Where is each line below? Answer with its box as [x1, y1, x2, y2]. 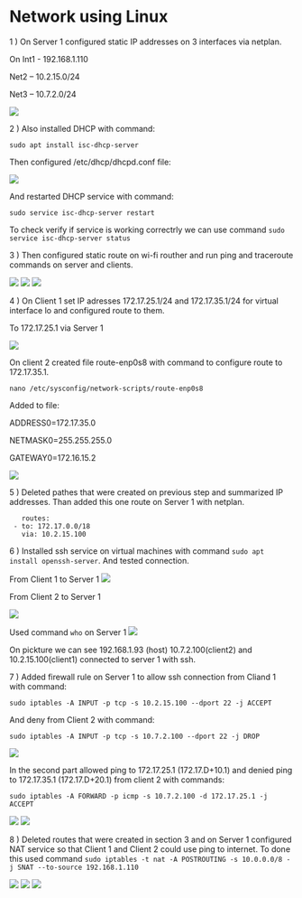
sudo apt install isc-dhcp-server [9, 140, 140, 150]
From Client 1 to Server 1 [9, 574, 100, 585]
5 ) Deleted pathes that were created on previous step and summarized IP [9, 486, 284, 498]
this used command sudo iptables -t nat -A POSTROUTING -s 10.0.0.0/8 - [9, 853, 291, 864]
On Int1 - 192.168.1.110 [9, 53, 88, 64]
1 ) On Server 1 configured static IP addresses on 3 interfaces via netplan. [9, 36, 282, 47]
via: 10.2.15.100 [21, 529, 87, 538]
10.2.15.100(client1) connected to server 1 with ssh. [9, 653, 197, 665]
